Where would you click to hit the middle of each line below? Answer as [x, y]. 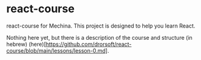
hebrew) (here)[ [26, 44]
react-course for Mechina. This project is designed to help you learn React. [101, 26]
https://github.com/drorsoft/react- [89, 44]
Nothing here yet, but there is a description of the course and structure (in [99, 37]
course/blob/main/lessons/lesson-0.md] [57, 50]
